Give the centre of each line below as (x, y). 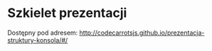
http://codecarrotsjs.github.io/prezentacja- (142, 33)
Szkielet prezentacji (67, 13)
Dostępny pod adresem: (43, 33)
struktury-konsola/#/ (38, 40)
